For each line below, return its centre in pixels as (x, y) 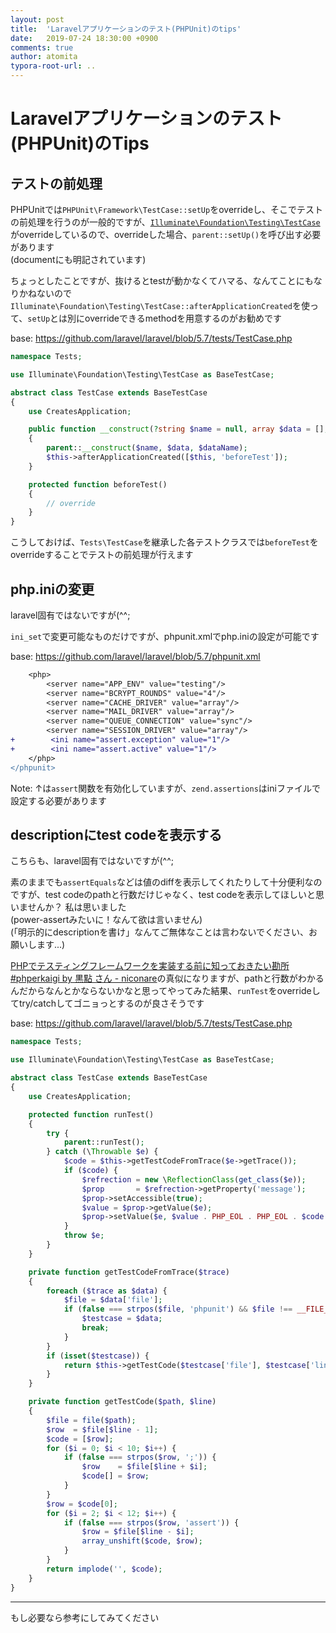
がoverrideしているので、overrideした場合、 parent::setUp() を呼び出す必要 (166, 234)
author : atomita (44, 57)
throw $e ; (84, 1236)
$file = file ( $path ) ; (91, 1420)
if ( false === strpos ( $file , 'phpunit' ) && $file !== (178, 1309)
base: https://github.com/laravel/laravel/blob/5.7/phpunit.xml (135, 656)
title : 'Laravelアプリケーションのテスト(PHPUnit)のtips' (126, 29)
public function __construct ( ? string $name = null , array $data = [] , (178, 429)
